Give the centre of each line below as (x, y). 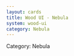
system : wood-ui (26, 23)
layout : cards (24, 12)
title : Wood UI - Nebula (37, 18)
